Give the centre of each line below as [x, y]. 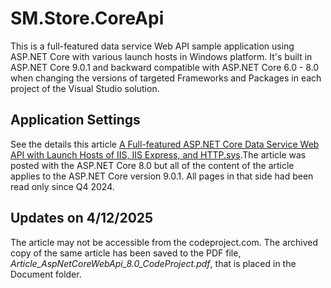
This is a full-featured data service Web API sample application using [152, 46]
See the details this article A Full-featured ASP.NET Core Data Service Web [165, 144]
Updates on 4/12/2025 [82, 218]
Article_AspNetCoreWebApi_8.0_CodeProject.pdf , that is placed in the [153, 263]
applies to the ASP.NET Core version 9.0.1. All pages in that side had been [162, 176]
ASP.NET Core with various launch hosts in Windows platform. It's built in [161, 56]
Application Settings [75, 120]
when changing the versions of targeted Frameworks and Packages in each [166, 78]
